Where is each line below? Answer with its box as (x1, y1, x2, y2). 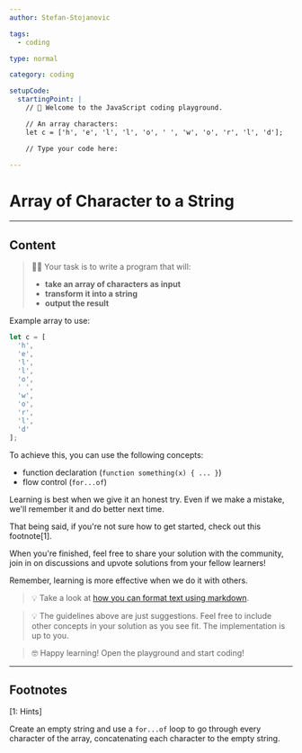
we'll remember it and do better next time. (9, 503, 164, 514)
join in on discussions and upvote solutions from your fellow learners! (9, 557, 267, 568)
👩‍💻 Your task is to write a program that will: (31, 262, 191, 273)
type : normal (9, 54, 58, 63)
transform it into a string (44, 289, 138, 300)
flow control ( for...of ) (22, 476, 108, 487)
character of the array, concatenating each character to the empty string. (9, 733, 280, 744)
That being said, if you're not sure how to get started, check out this (9, 521, 262, 532)
